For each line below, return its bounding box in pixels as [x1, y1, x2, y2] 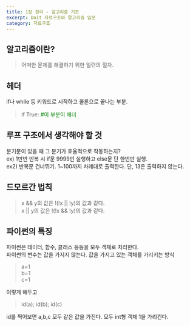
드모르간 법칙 [6, 182, 53, 193]
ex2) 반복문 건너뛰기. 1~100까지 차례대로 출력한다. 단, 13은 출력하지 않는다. [6, 162, 185, 170]
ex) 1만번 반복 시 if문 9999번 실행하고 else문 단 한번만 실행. [6, 155, 148, 162]
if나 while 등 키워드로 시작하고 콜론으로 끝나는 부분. [6, 98, 128, 105]
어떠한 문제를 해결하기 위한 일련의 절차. [21, 61, 114, 68]
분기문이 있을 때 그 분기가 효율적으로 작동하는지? [6, 147, 121, 155]
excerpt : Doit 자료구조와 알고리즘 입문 [6, 15, 96, 21]
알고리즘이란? [6, 44, 55, 55]
